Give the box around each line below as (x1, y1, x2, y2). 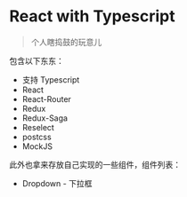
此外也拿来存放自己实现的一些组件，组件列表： (9, 159, 181, 169)
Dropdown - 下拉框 (21, 177, 93, 188)
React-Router (21, 93, 71, 104)
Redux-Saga (21, 113, 69, 123)
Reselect (21, 122, 55, 132)
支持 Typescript (21, 74, 80, 85)
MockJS (21, 140, 53, 152)
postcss (21, 131, 52, 142)
